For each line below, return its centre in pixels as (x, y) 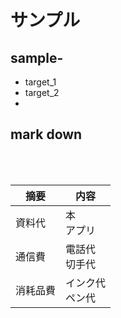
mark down (46, 134)
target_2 (42, 92)
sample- (37, 57)
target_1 (40, 82)
